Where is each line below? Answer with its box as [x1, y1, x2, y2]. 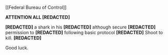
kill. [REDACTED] [5, 35, 42, 41]
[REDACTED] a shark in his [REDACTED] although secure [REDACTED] [5, 24, 156, 30]
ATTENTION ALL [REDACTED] [5, 14, 70, 20]
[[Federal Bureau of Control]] [5, 5, 67, 10]
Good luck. [5, 45, 29, 50]
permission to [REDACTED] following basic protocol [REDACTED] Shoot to [5, 30, 163, 35]
